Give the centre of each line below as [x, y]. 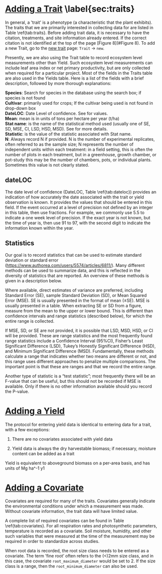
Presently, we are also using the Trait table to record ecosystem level [74, 57]
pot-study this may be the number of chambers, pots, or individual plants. [78, 160]
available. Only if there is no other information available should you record [79, 386]
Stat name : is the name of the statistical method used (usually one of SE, [78, 123]
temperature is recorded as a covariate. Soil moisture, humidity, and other [78, 531]
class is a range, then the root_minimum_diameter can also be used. [72, 566]
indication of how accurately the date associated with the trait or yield [74, 197]
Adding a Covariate [44, 487]
